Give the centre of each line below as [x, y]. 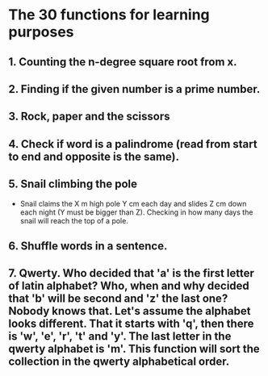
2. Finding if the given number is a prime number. [134, 89]
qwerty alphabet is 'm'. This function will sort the [134, 349]
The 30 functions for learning [109, 15]
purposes [41, 32]
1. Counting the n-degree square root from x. [123, 62]
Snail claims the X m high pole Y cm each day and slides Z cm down [133, 203]
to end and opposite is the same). [94, 156]
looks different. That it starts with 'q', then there [131, 324]
